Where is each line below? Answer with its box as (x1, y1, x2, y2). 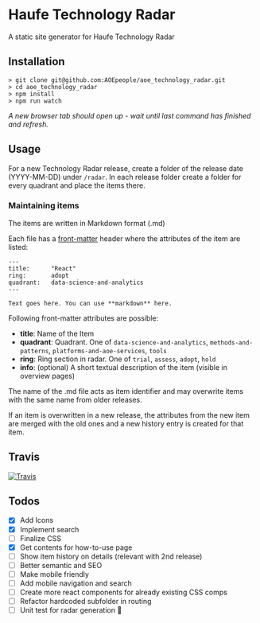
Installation (8, 55, 65, 68)
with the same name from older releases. (8, 395, 142, 404)
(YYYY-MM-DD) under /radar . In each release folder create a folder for (8, 172, 242, 181)
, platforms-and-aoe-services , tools (49, 345, 167, 355)
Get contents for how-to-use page (19, 543, 133, 552)
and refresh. (8, 119, 49, 129)
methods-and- (209, 338, 253, 347)
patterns (19, 347, 49, 355)
